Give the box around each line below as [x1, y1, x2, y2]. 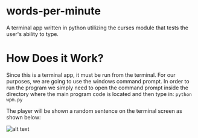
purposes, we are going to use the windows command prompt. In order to [6, 77, 190, 85]
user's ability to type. [6, 30, 59, 37]
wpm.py [6, 97, 23, 103]
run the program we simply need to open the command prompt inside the [6, 84, 189, 91]
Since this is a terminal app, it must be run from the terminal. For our [6, 71, 176, 79]
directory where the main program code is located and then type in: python [6, 90, 192, 97]
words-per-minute [6, 4, 101, 18]
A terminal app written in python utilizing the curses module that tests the [6, 24, 189, 31]
